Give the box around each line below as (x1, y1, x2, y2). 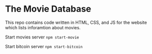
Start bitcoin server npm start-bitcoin (5, 43, 83, 49)
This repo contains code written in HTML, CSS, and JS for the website (5, 19, 147, 25)
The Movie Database (5, 3, 91, 15)
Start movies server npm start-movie (5, 34, 80, 40)
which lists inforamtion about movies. (5, 24, 81, 30)
